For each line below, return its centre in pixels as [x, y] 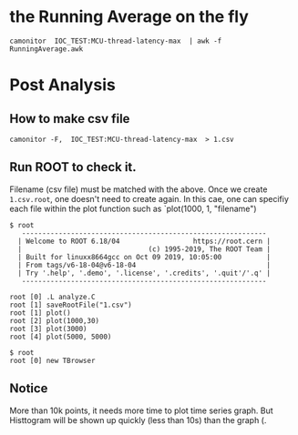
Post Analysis [62, 85]
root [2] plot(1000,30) [55, 320]
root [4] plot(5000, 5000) [61, 337]
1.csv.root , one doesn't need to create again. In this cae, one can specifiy [149, 198]
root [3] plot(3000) [49, 329]
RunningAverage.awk [46, 49]
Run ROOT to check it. [73, 167]
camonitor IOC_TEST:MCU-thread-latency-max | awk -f [116, 41]
